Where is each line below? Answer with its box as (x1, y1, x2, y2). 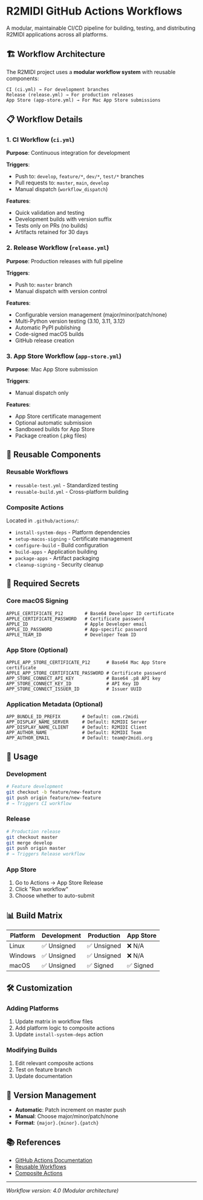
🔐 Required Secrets (6, 578, 80, 589)
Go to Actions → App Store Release (14, 879, 104, 886)
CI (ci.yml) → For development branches (6, 86, 110, 92)
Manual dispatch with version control (14, 287, 108, 295)
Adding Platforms (6, 1004, 59, 1013)
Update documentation (14, 1073, 72, 1080)
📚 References (6, 1138, 61, 1148)
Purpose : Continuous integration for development (6, 149, 130, 157)
